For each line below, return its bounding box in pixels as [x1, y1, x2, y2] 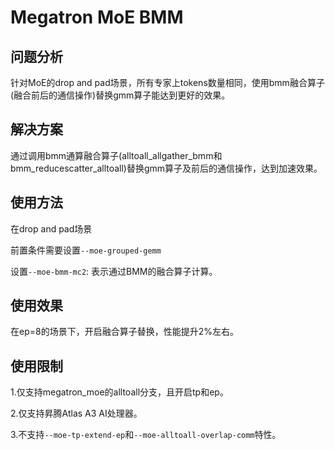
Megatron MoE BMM [10, 6, 184, 29]
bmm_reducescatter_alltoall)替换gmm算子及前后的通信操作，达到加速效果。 [10, 162, 323, 174]
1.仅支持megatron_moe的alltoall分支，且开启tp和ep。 [10, 386, 229, 398]
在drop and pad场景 [10, 222, 93, 235]
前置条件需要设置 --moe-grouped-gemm [10, 244, 162, 256]
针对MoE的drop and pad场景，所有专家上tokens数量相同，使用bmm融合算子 [10, 77, 325, 88]
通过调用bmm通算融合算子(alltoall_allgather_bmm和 [10, 149, 223, 161]
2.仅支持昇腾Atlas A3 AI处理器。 [10, 407, 143, 420]
